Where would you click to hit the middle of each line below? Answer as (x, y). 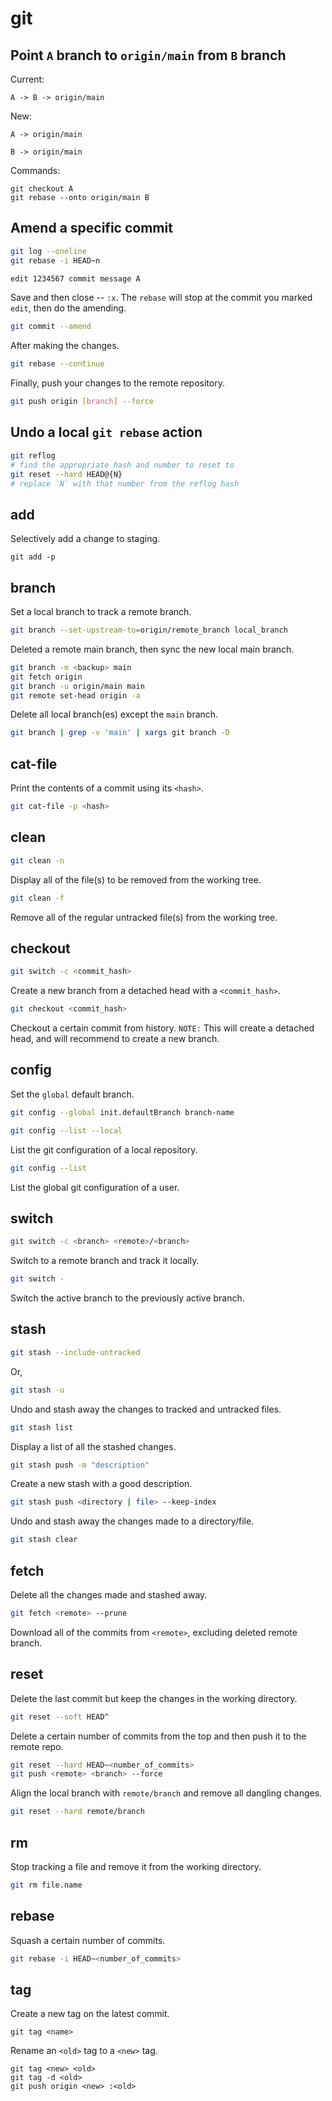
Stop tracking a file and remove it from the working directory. (136, 1866)
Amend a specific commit (91, 228)
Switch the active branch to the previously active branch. (127, 1298)
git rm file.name (46, 1885)
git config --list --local (66, 1130)
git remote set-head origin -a (75, 695)
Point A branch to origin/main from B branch (148, 55)
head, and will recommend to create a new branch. (115, 1039)
